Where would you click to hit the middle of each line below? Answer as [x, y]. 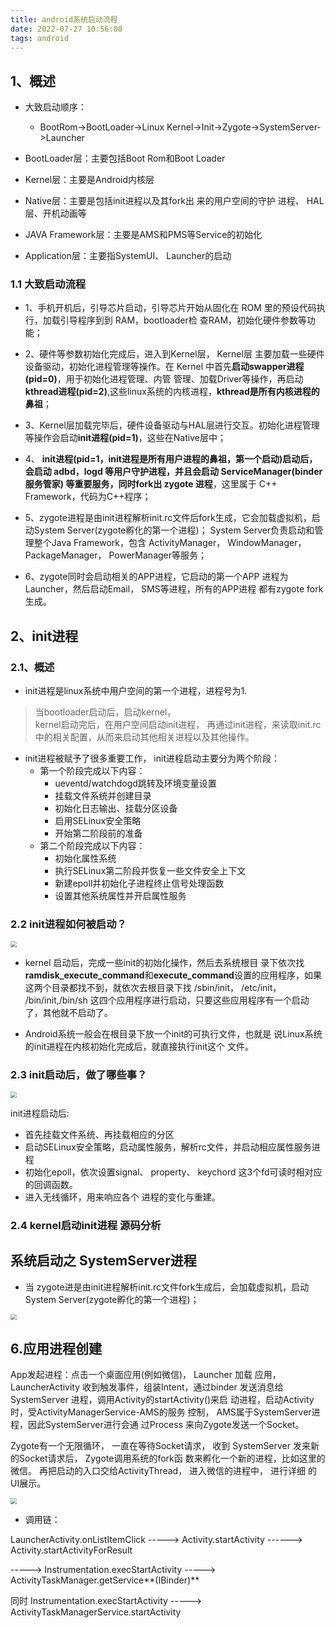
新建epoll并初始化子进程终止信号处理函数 [139, 883]
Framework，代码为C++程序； [88, 497]
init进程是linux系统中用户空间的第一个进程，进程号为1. [136, 691]
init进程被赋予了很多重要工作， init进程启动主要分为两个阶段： [152, 758]
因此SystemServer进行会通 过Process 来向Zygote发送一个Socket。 [166, 1425]
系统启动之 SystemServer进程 [103, 1261]
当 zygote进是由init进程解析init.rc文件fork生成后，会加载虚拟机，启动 [167, 1287]
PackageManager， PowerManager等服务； [116, 555]
